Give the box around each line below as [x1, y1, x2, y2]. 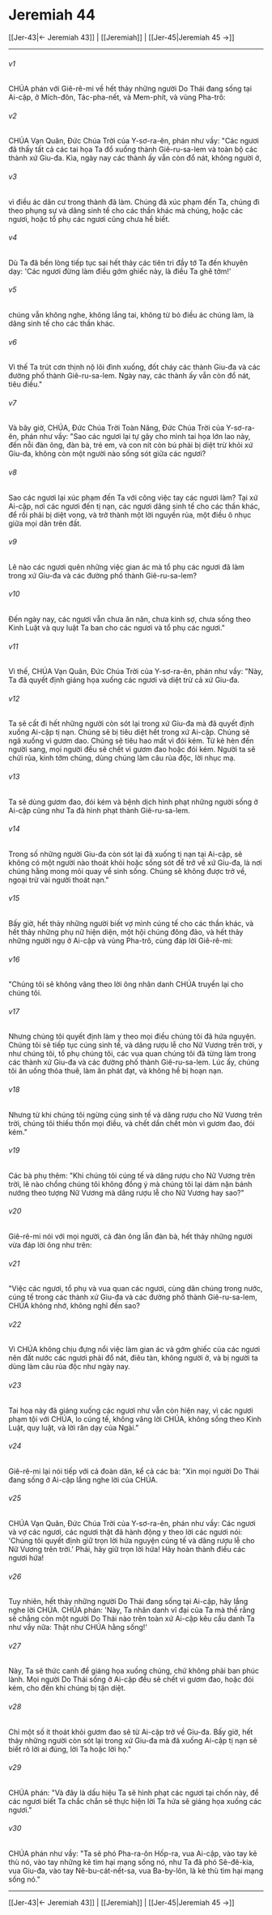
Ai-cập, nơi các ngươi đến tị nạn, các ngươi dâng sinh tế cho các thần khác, [8, 501, 261, 511]
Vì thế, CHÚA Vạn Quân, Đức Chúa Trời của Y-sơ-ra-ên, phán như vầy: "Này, [8, 667, 264, 676]
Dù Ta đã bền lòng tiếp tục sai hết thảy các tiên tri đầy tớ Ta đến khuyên [8, 258, 249, 267]
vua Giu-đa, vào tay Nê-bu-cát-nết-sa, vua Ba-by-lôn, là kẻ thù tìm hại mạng [8, 1866, 264, 1876]
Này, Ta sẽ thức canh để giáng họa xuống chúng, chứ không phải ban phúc [8, 1666, 260, 1676]
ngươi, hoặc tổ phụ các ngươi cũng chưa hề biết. [8, 214, 170, 224]
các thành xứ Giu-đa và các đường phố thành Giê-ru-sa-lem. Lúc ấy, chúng [8, 1057, 260, 1067]
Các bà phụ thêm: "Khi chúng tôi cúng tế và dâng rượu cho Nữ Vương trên [8, 1171, 256, 1180]
